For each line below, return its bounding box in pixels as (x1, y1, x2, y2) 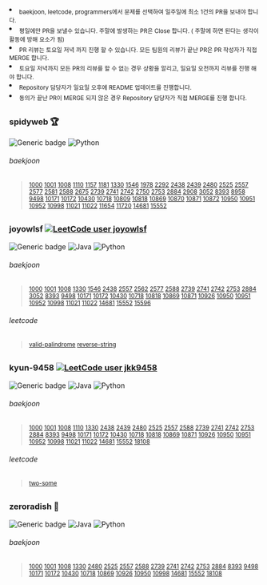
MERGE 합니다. (9, 54, 50, 63)
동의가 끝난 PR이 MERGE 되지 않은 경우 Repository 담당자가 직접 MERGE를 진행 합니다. (19, 94, 247, 102)
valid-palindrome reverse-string (28, 341, 117, 349)
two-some (28, 479, 58, 488)
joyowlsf (9, 224, 43, 235)
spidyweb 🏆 (9, 116, 59, 127)
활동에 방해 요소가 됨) (9, 35, 65, 43)
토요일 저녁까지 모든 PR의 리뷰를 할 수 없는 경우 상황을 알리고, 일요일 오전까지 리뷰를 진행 (19, 65, 250, 73)
